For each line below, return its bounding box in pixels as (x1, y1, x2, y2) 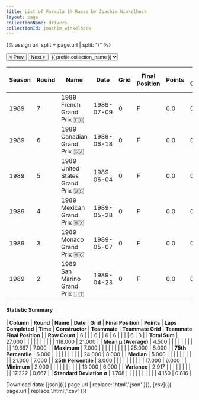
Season (9, 76, 31, 84)
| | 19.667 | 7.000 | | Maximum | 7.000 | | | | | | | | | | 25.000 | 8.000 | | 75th (6, 344, 187, 351)
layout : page (6, 14, 38, 20)
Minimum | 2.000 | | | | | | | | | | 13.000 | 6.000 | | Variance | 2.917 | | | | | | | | (6, 363, 191, 370)
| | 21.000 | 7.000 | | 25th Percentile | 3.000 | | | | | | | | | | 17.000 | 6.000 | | (6, 357, 187, 364)
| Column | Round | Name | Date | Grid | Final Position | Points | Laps (6, 319, 177, 327)
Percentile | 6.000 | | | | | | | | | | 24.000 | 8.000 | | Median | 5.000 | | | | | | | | (6, 351, 191, 358)
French (61, 101, 81, 109)
